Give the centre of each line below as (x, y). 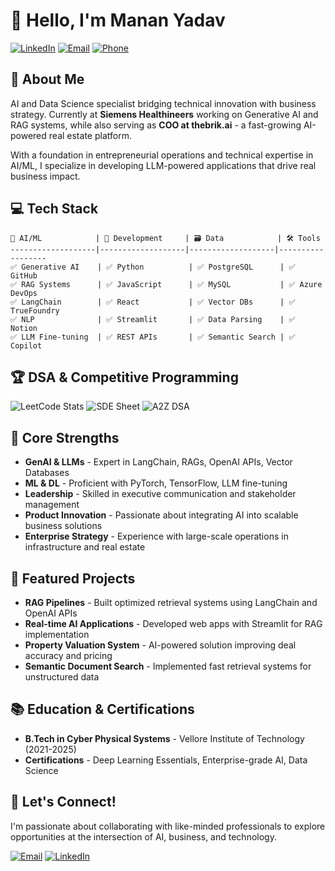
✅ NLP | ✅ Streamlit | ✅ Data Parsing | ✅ (153, 319)
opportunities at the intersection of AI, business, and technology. (143, 836)
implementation (57, 634)
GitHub (24, 275)
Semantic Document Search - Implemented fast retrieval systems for (168, 666)
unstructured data (62, 677)
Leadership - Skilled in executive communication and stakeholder (160, 494)
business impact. (45, 176)
